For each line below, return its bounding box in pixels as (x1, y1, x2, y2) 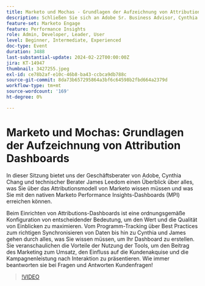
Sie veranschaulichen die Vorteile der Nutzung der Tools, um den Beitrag (6, 241, 190, 249)
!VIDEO (21, 273, 40, 281)
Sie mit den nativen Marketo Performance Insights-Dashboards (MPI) (6, 191, 180, 198)
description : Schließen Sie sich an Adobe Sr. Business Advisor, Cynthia (6, 15, 198, 21)
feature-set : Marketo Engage (6, 20, 81, 26)
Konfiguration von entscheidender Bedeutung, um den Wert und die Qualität (6, 216, 198, 223)
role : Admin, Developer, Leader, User (6, 32, 105, 38)
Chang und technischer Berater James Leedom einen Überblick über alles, (6, 178, 194, 185)
